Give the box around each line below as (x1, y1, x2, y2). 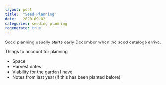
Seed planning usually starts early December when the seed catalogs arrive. (5, 39, 161, 45)
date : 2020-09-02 (5, 16, 46, 21)
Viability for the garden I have (12, 69, 73, 75)
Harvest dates (12, 64, 41, 70)
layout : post (5, 7, 32, 12)
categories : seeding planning (5, 21, 68, 26)
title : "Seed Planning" (5, 12, 56, 17)
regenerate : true (5, 26, 41, 31)
